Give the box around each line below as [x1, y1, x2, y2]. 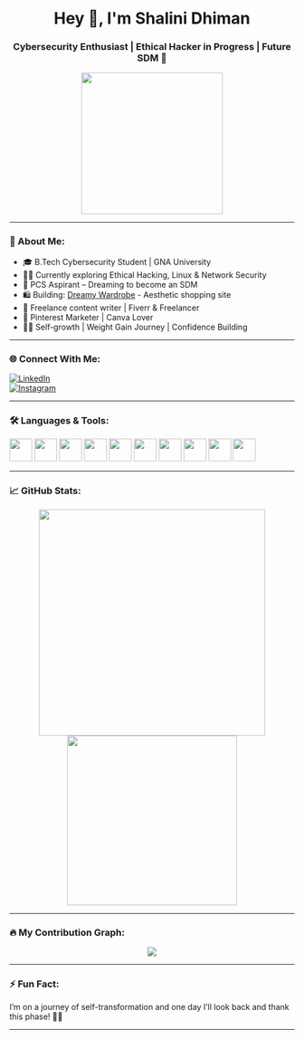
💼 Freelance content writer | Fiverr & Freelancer [22, 302, 200, 313]
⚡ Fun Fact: [9, 977, 60, 990]
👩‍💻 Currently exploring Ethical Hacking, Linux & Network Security [22, 269, 267, 280]
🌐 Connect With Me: [9, 352, 101, 365]
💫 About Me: [9, 235, 65, 248]
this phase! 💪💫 [9, 1011, 63, 1022]
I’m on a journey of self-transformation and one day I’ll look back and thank [9, 1002, 290, 1013]
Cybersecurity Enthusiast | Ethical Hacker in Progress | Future [13, 41, 291, 53]
